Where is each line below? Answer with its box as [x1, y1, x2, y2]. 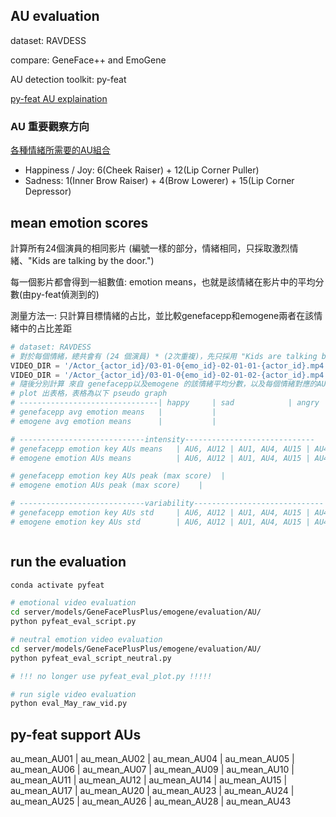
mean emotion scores [10, 214, 149, 231]
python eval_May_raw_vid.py [10, 699, 128, 709]
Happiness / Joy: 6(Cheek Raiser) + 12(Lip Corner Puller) [24, 164, 260, 176]
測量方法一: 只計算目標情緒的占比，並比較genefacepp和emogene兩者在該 [10, 309, 315, 321]
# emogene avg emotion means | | [10, 416, 217, 426]
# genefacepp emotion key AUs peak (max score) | [10, 471, 226, 481]
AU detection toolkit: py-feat [10, 73, 127, 85]
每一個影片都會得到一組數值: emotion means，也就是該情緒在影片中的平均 [10, 275, 316, 288]
